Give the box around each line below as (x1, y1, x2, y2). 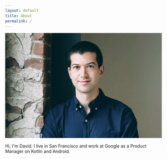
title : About (5, 13, 32, 18)
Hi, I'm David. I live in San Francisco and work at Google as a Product (5, 143, 147, 149)
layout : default (5, 8, 39, 13)
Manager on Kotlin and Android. (5, 148, 71, 154)
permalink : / (5, 18, 32, 23)
